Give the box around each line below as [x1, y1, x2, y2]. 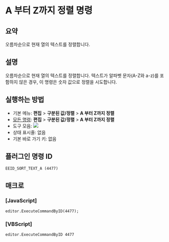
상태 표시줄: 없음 [12, 129, 46, 135]
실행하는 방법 [5, 96, 45, 104]
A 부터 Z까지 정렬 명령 [5, 5, 93, 16]
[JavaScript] [5, 197, 37, 204]
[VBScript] [5, 220, 32, 228]
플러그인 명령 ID [5, 152, 53, 161]
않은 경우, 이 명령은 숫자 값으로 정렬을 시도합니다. [18, 79, 117, 85]
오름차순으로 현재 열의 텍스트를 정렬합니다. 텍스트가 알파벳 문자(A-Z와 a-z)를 [5, 72, 159, 79]
